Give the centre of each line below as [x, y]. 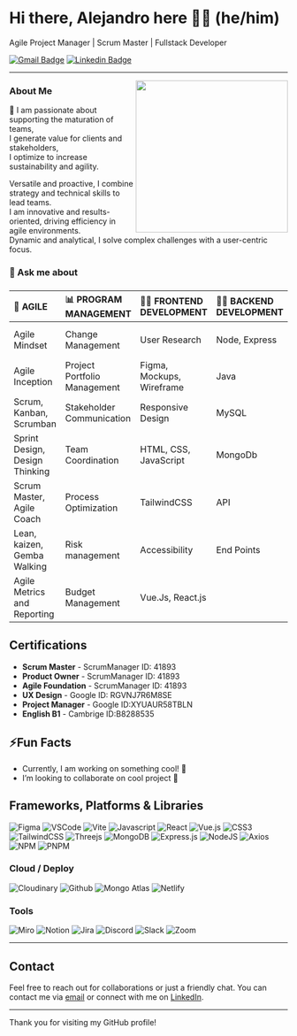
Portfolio [83, 377]
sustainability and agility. [54, 166]
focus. [21, 249]
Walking [30, 567]
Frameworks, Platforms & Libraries [107, 806]
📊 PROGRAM [94, 300]
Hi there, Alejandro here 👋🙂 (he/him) [145, 18]
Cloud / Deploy [42, 869]
